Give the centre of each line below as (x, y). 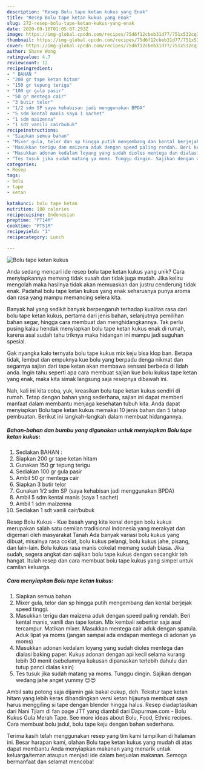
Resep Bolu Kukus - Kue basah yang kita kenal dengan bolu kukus (89, 522)
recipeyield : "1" (29, 232)
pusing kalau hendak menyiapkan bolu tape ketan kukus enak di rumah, (96, 328)
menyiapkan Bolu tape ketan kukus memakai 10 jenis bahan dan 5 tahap (97, 410)
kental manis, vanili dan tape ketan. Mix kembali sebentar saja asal (98, 622)
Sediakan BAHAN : (39, 452)
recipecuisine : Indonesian (41, 215)
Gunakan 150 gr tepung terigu (53, 465)
